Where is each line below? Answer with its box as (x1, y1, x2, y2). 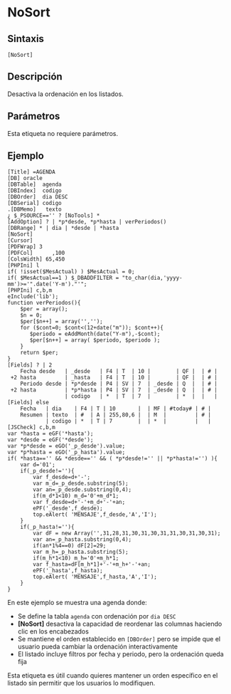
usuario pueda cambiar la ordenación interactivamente (17, 642, 178, 651)
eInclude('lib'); (7, 293, 59, 300)
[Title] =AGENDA (7, 169, 55, 176)
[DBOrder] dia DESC (7, 194, 69, 201)
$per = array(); (20, 305, 69, 313)
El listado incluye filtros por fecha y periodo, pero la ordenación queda (17, 650, 224, 658)
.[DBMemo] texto (7, 206, 62, 214)
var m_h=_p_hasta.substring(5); (33, 549, 129, 556)
